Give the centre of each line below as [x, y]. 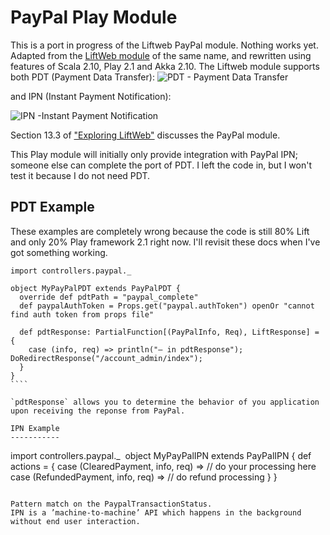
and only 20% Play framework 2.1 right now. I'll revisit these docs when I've [165, 242]
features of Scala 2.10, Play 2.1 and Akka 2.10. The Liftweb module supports [165, 66]
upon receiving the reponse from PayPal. [98, 411]
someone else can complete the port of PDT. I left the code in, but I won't [161, 165]
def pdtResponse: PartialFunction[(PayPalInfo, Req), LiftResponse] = [169, 332]
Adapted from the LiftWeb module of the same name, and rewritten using [161, 55]
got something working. [59, 252]
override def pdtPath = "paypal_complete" [109, 297]
